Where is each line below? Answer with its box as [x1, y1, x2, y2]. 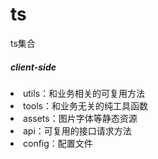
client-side [10, 61, 57, 73]
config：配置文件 [23, 137, 93, 149]
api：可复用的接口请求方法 [23, 124, 132, 137]
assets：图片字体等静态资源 [23, 112, 138, 124]
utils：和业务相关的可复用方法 [23, 87, 146, 99]
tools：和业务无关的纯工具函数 [23, 99, 149, 112]
